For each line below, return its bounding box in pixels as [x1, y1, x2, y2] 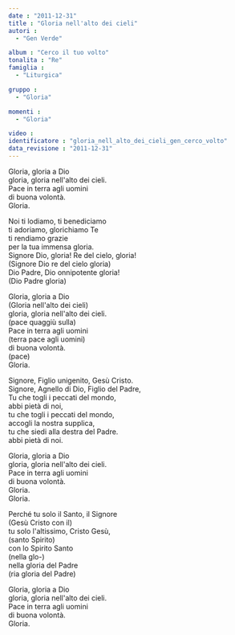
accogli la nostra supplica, [8, 418, 95, 428]
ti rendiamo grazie [8, 233, 68, 243]
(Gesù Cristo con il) [8, 518, 72, 527]
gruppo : [8, 85, 38, 93]
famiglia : [8, 63, 45, 72]
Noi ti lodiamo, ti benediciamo [8, 216, 107, 226]
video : [8, 129, 34, 137]
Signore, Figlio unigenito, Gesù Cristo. [8, 375, 134, 385]
